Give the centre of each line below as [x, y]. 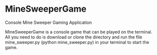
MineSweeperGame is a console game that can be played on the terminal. [79, 32]
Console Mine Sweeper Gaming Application [48, 22]
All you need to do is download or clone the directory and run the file [74, 37]
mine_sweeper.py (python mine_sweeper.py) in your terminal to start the [77, 42]
